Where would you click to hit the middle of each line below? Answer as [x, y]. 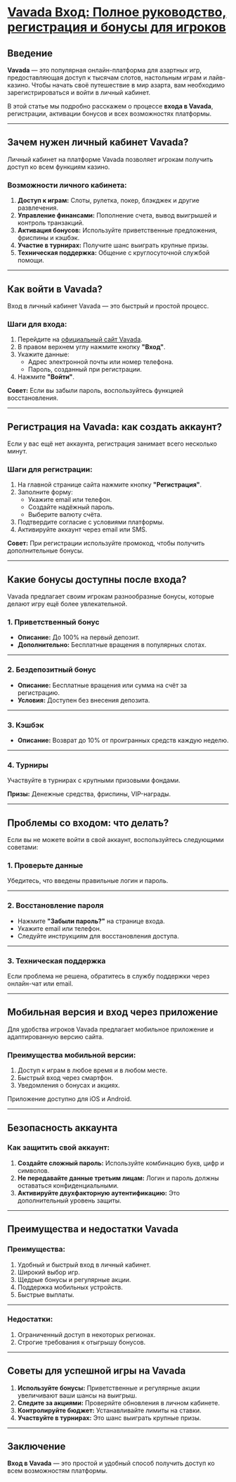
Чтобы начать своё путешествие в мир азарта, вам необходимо [128, 85]
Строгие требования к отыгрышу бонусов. [81, 1342]
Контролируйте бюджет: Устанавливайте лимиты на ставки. [109, 1410]
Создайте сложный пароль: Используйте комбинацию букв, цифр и [121, 1163]
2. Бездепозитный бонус [52, 670]
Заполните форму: [45, 492]
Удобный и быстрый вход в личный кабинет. [84, 1264]
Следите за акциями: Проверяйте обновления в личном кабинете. [118, 1402]
